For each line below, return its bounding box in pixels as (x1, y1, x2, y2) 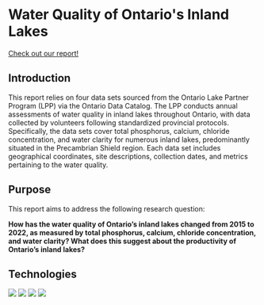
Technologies (8, 267, 78, 280)
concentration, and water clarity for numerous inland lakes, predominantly (8, 135, 250, 144)
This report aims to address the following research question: (8, 204, 205, 213)
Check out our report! (8, 48, 79, 58)
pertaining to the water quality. (8, 160, 109, 170)
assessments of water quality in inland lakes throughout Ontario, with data (8, 109, 251, 119)
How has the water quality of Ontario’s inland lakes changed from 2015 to (8, 219, 255, 229)
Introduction (8, 71, 71, 85)
